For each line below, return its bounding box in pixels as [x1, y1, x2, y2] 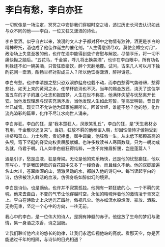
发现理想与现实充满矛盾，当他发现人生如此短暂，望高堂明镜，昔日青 [22, 98, 160, 104]
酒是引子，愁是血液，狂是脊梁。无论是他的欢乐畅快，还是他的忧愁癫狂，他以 [5, 155, 160, 161]
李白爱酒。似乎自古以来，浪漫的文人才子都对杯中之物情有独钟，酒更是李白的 [5, 38, 160, 44]
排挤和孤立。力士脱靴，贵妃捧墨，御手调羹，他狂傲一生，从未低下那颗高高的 [5, 133, 160, 139]
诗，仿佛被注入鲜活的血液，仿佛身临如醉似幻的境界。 [5, 174, 113, 180]
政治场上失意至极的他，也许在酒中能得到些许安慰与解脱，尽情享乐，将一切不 [5, 50, 160, 57]
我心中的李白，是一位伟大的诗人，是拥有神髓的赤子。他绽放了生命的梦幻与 [5, 214, 156, 219]
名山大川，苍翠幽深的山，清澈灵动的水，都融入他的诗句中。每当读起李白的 [5, 168, 156, 174]
